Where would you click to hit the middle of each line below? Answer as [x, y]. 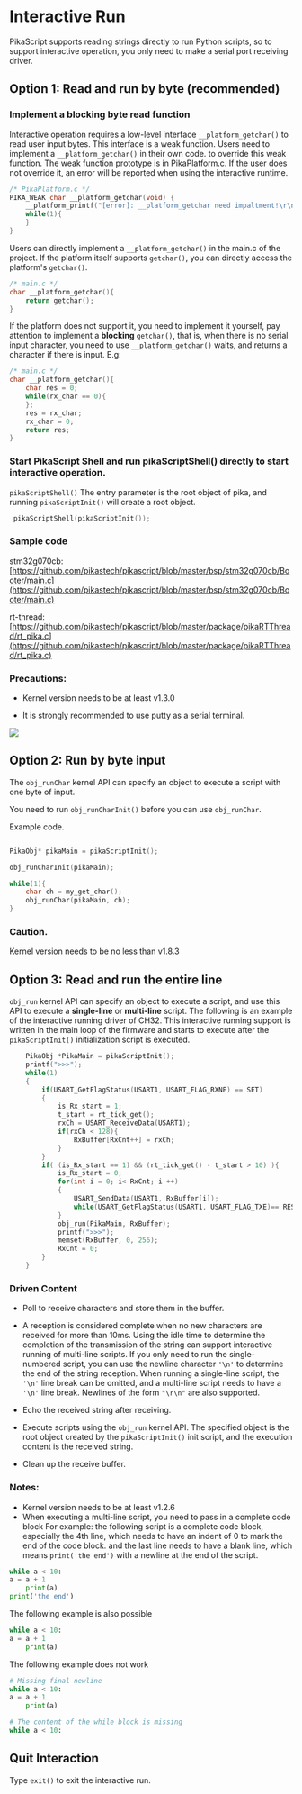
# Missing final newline [56, 1681]
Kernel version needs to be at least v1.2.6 [98, 1507]
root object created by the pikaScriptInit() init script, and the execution [157, 1437]
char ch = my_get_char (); [74, 892]
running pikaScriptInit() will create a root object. [102, 502]
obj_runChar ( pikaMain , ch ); [78, 901]
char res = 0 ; [52, 388]
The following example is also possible [81, 1614]
